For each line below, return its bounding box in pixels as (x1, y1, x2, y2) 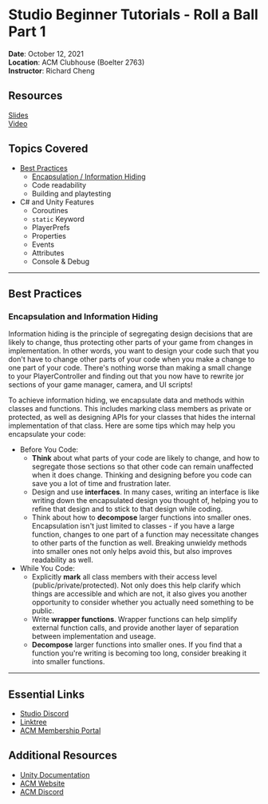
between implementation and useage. (31, 632, 156, 641)
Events (31, 240, 54, 249)
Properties (31, 231, 66, 240)
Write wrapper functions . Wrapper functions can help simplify (31, 615, 238, 624)
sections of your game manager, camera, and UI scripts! (8, 380, 193, 390)
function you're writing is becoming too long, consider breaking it (31, 648, 247, 658)
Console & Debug (31, 256, 90, 266)
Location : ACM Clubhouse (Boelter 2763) (8, 57, 145, 67)
